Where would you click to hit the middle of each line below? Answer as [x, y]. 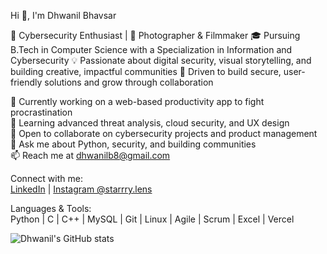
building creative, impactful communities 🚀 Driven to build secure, [146, 71]
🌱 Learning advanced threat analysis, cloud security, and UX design [150, 123]
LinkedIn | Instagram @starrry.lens [81, 189]
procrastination [41, 112]
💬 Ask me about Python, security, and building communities [133, 144]
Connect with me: [46, 178]
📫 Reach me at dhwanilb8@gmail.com [90, 155]
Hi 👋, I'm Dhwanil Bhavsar [63, 15]
